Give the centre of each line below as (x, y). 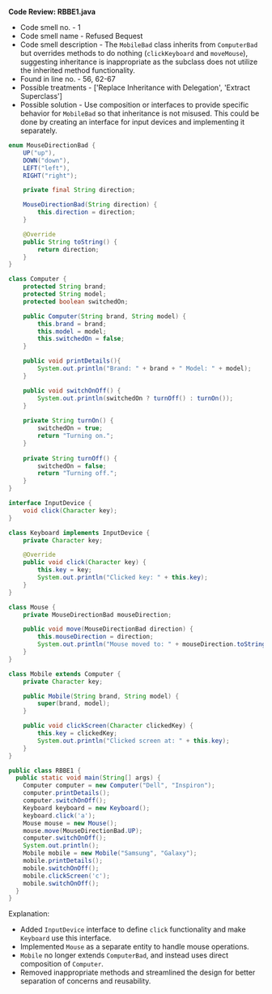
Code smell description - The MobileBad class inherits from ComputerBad (139, 45)
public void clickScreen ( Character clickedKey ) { (108, 726)
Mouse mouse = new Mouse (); (70, 823)
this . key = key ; (65, 570)
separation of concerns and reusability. (85, 981)
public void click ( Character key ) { (85, 563)
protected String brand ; (65, 287)
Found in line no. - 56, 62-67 (68, 79)
